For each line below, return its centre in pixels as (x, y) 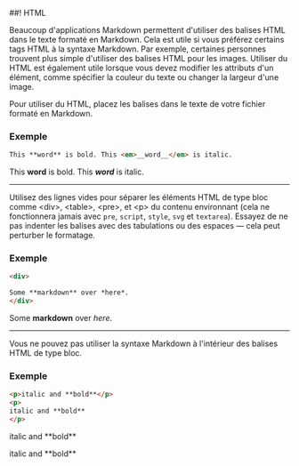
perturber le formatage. (53, 236)
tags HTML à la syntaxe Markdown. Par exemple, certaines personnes (138, 49)
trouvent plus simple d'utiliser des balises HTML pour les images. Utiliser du (149, 58)
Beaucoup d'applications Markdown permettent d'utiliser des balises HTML (148, 30)
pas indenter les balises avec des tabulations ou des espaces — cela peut (145, 226)
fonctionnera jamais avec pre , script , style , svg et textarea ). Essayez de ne (149, 216)
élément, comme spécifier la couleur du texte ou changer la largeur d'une (144, 77)
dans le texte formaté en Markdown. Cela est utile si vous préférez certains (147, 40)
